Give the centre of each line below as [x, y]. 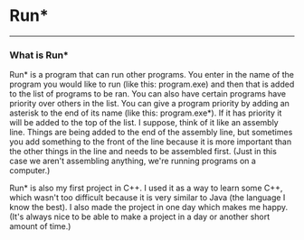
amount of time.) [40, 226]
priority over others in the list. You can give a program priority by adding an [149, 104]
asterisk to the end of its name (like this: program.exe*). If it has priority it [146, 113]
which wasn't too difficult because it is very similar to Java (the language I [147, 198]
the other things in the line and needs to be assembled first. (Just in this [143, 152]
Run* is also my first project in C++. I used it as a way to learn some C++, [146, 188]
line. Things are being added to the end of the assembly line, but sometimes [151, 133]
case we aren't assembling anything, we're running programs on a [133, 161]
